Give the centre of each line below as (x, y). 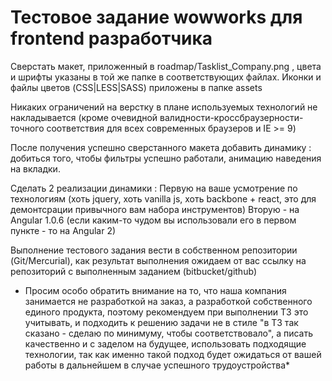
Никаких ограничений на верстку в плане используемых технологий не (164, 107)
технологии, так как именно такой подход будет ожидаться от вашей (173, 354)
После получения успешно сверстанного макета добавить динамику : (161, 147)
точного (27, 128)
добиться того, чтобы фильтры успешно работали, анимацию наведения (166, 158)
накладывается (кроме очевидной (84, 117)
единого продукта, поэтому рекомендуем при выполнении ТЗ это (166, 312)
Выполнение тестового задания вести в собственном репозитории (154, 250)
